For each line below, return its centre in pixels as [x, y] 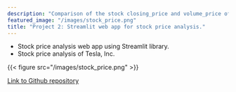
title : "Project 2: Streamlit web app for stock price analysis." [106, 26]
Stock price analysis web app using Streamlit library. [93, 47]
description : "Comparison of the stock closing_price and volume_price [114, 14]
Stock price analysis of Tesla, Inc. [66, 54]
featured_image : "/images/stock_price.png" [72, 20]
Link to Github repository [43, 81]
